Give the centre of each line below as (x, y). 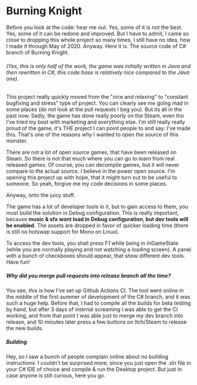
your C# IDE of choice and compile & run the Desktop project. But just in (94, 369)
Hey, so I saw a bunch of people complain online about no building (87, 357)
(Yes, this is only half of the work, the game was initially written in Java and (98, 66)
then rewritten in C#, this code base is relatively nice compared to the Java (98, 72)
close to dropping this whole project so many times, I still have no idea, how (98, 40)
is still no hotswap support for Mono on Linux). (63, 232)
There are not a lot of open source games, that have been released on (91, 153)
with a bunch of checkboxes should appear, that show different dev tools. (96, 256)
